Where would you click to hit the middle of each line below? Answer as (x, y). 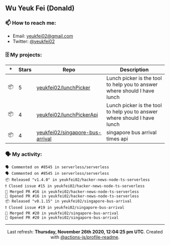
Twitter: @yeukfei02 (34, 41)
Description (134, 69)
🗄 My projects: (24, 55)
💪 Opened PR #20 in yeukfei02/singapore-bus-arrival (62, 218)
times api (117, 138)
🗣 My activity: (24, 154)
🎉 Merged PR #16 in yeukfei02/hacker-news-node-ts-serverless (72, 192)
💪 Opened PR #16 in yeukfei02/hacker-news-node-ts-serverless (72, 197)
